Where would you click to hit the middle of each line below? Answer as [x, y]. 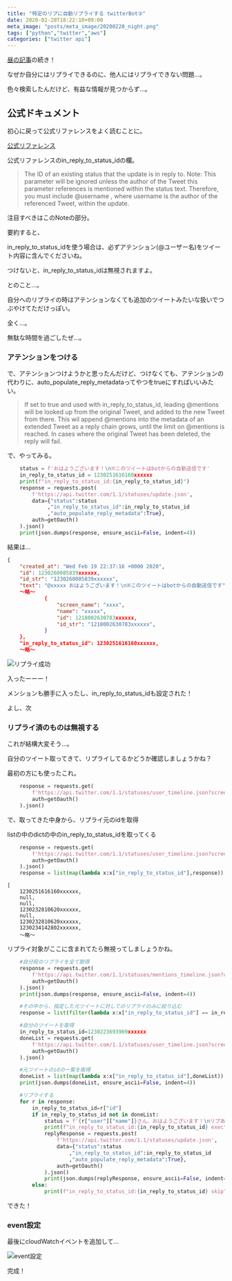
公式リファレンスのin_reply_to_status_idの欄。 [72, 160]
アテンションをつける [42, 357]
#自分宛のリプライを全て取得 [55, 962]
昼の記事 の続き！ [31, 60]
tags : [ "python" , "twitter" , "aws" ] [57, 33]
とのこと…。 [25, 285]
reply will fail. [43, 441]
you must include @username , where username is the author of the [121, 196]
